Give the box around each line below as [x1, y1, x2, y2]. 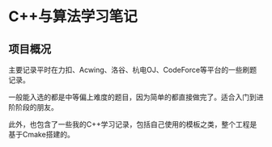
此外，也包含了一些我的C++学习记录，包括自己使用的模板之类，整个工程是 [8, 120, 257, 129]
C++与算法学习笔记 [8, 7, 138, 26]
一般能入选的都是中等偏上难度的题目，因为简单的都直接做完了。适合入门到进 [8, 92, 264, 102]
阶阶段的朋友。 [8, 103, 58, 111]
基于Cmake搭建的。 [8, 130, 74, 139]
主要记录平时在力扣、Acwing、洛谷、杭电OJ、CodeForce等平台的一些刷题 [8, 65, 257, 74]
